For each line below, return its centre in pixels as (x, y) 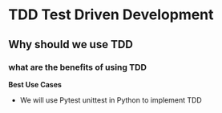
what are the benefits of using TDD (77, 67)
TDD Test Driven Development (111, 15)
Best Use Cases (35, 84)
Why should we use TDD (71, 44)
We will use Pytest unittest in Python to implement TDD (111, 100)
